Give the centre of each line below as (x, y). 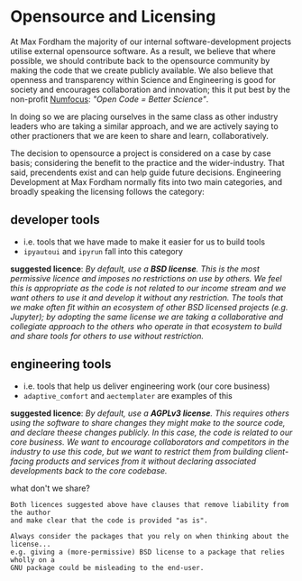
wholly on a (32, 560)
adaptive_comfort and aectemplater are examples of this (128, 395)
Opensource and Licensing (113, 17)
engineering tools (61, 364)
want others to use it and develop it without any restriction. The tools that (146, 297)
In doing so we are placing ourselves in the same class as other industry (144, 116)
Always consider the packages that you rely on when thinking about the (150, 536)
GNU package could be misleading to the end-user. (107, 567)
